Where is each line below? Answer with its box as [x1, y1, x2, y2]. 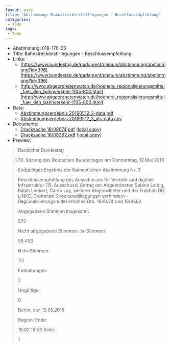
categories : [5, 17, 31, 22]
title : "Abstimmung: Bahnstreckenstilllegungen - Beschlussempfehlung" [5, 12, 161, 17]
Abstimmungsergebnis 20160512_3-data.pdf [20, 110, 114, 116]
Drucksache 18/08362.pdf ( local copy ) [20, 132, 102, 138]
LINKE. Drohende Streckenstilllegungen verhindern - [17, 193, 129, 199]
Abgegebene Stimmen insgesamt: [17, 208, 89, 214]
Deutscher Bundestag [17, 147, 64, 153]
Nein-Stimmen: [17, 248, 50, 254]
